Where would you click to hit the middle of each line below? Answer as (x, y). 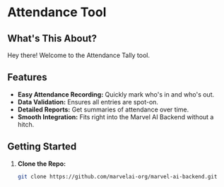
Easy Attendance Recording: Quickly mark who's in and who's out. (116, 94)
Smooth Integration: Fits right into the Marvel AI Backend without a (116, 116)
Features (27, 77)
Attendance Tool (57, 12)
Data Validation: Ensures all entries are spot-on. (88, 102)
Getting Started (42, 146)
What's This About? (52, 38)
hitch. (26, 124)
